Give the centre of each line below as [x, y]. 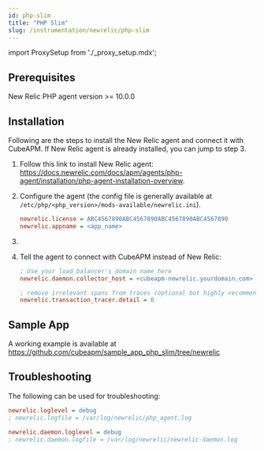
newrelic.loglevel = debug [52, 410]
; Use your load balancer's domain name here [95, 271]
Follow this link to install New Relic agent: [86, 164]
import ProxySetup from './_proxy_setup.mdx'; [82, 53]
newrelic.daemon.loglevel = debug [65, 432]
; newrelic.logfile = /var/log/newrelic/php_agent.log [100, 418]
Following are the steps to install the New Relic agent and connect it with [126, 140]
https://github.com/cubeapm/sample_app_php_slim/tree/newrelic [114, 352]
